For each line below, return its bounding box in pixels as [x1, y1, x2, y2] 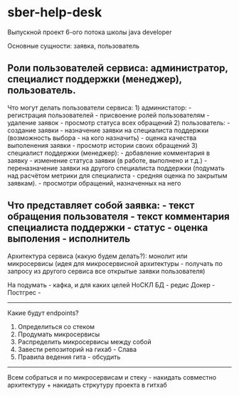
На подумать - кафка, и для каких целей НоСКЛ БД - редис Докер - [7, 280, 216, 289]
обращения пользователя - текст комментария [7, 210, 230, 223]
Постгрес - [7, 288, 41, 296]
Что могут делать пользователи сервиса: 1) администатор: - [7, 103, 192, 112]
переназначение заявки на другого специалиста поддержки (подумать [7, 164, 225, 172]
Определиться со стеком [17, 322, 95, 331]
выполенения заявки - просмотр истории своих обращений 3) [7, 141, 198, 149]
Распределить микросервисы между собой [17, 337, 152, 346]
